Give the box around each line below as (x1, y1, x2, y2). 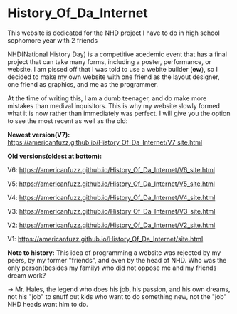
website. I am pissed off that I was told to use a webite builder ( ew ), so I (7, 65, 218, 73)
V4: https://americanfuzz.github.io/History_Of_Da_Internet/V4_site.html (7, 193, 216, 202)
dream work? (7, 271, 46, 279)
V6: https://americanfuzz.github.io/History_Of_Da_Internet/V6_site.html (7, 165, 216, 174)
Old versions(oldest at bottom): (7, 152, 102, 160)
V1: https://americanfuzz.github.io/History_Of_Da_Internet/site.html (7, 234, 204, 243)
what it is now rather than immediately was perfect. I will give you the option (7, 109, 231, 117)
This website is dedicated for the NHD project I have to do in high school (7, 28, 221, 37)
